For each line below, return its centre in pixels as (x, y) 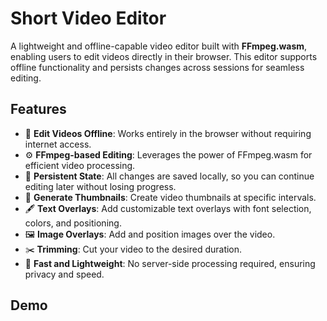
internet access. (58, 144)
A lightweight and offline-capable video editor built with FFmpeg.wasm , (159, 46)
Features (38, 109)
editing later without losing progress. (100, 186)
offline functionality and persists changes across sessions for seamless (157, 67)
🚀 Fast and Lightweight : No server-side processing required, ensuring (170, 263)
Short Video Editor (88, 18)
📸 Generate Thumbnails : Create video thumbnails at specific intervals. (170, 197)
